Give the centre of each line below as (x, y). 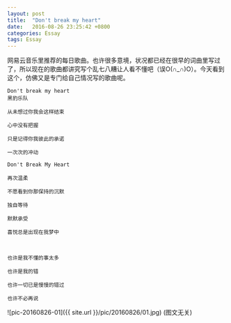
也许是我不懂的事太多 (33, 258)
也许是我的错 (23, 272)
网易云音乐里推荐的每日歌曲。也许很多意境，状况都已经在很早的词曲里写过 (114, 61)
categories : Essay (34, 33)
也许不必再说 (23, 299)
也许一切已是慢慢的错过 (36, 285)
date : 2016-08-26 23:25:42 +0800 (59, 27)
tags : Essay (24, 40)
